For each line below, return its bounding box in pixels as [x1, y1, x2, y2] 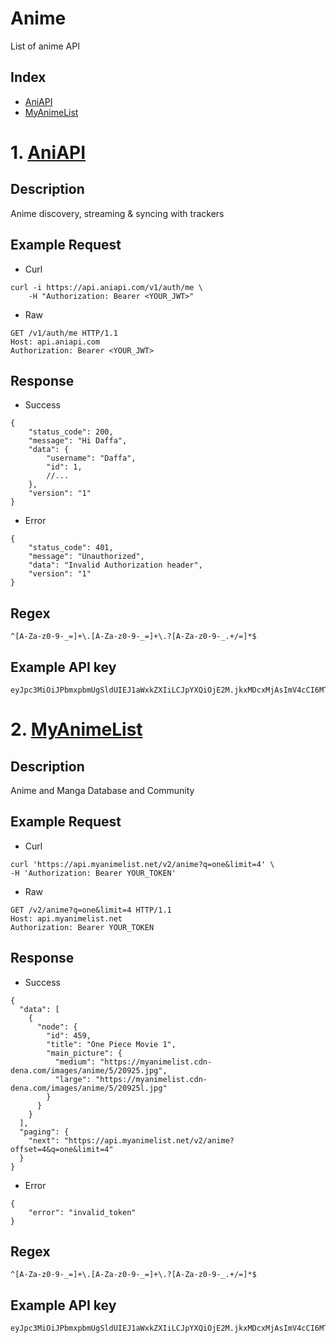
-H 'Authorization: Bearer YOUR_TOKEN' [10, 868, 177, 878]
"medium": [54, 1057, 97, 1067]
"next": [28, 1135, 60, 1146]
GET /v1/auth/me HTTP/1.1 [10, 328, 118, 338]
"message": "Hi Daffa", [28, 436, 128, 446]
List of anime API [10, 40, 80, 52]
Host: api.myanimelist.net [10, 913, 123, 924]
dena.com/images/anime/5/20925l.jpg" [10, 1083, 168, 1093]
